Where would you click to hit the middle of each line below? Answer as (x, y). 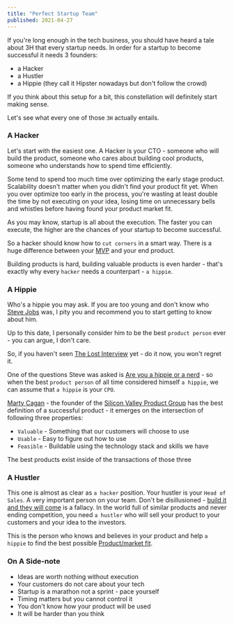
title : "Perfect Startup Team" (53, 14)
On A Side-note (34, 562)
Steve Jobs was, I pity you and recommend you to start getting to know (110, 312)
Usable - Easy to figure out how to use (72, 439)
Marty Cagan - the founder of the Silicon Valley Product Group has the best (115, 403)
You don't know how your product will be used (84, 606)
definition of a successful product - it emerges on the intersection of (106, 410)
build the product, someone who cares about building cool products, (106, 158)
